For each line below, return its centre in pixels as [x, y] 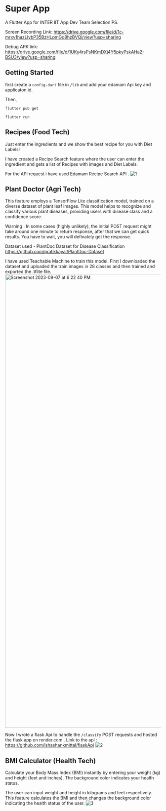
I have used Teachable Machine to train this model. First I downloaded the [80, 261]
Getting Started [29, 73]
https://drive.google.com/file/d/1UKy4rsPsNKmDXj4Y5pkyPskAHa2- [75, 52]
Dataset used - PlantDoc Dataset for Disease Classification [65, 246]
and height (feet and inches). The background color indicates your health [80, 778]
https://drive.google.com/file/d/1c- [89, 32]
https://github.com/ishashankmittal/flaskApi [50, 745]
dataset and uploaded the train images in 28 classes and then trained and [80, 267]
